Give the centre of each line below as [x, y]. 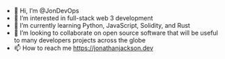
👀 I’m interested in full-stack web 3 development [83, 18]
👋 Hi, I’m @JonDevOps [46, 11]
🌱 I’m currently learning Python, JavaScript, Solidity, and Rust [102, 25]
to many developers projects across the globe [80, 40]
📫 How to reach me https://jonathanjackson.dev [84, 48]
